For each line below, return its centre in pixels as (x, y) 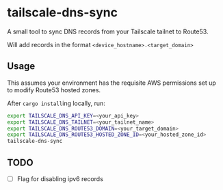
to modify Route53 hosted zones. (54, 90)
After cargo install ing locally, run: (56, 103)
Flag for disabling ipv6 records (60, 178)
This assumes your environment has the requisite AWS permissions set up (112, 83)
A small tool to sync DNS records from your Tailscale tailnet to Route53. (108, 31)
